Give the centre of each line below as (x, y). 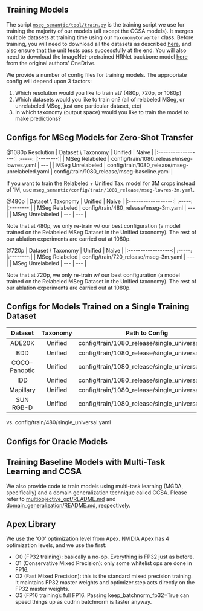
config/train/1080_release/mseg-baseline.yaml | (113, 171)
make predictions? (38, 118)
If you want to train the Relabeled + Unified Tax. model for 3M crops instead (101, 183)
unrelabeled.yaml (28, 171)
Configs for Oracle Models (57, 441)
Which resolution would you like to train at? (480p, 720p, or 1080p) (98, 92)
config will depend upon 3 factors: (49, 81)
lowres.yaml (21, 165)
